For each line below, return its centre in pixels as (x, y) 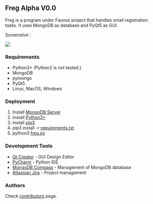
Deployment (20, 102)
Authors (15, 185)
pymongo (22, 78)
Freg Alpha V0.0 (31, 8)
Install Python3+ (29, 118)
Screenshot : (18, 35)
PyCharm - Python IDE (35, 162)
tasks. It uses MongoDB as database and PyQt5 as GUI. (62, 25)
